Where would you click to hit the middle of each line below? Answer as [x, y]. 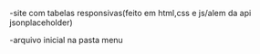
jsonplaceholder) [41, 22]
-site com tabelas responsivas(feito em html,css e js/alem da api [130, 13]
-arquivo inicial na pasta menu [66, 40]
